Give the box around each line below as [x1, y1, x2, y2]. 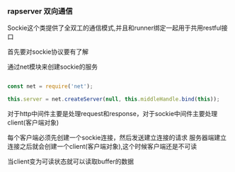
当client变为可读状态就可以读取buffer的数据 [7, 157, 134, 166]
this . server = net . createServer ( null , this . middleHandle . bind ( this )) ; [7, 96, 220, 103]
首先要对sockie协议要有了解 [7, 47, 89, 56]
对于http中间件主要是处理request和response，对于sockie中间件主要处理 [7, 110, 218, 118]
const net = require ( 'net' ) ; [7, 83, 93, 90]
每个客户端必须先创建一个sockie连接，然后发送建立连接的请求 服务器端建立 [7, 133, 227, 142]
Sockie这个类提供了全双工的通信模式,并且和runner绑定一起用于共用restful [7, 23, 222, 33]
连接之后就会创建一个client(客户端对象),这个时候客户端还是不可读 [7, 142, 197, 151]
